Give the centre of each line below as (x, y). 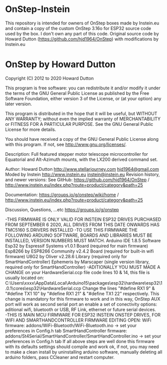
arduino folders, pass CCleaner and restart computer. (60, 357)
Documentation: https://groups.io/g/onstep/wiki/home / (62, 194)
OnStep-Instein (38, 9)
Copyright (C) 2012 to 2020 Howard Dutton (49, 78)
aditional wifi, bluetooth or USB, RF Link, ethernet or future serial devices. (81, 309)
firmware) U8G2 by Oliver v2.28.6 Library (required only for (66, 256)
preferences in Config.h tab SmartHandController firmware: (66, 331)
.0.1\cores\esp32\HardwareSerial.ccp (43, 288)
